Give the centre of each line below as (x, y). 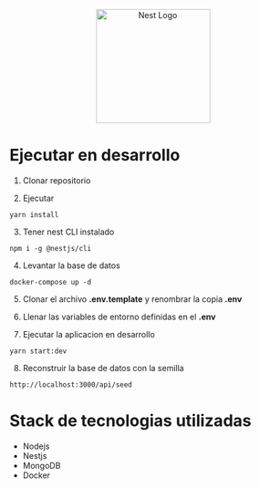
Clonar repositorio (57, 180)
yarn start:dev (38, 351)
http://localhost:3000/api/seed (71, 384)
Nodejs (36, 446)
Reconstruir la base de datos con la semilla (103, 368)
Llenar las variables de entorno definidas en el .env (119, 317)
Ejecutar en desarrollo (95, 156)
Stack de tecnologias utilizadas (130, 421)
